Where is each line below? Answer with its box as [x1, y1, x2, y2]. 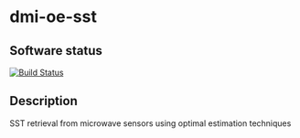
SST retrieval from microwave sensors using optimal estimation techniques [9, 117, 292, 129]
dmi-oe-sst [9, 6, 98, 27]
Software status [9, 43, 103, 58]
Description [9, 93, 78, 109]
